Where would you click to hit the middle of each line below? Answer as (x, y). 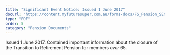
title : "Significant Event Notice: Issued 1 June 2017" (65, 10)
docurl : (13, 14)
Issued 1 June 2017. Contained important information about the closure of (81, 42)
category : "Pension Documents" (38, 28)
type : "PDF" (18, 19)
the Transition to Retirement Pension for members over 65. (66, 48)
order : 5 (14, 24)
